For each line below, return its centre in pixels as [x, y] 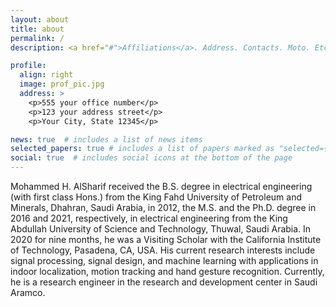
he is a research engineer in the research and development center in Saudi [164, 282]
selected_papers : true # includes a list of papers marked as [142, 149]
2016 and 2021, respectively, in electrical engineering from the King [149, 218]
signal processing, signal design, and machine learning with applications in [164, 260]
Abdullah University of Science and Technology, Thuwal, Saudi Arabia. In [161, 229]
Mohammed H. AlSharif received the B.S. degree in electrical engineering [161, 186]
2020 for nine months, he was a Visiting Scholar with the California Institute [166, 239]
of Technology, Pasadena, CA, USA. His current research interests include [163, 250]
